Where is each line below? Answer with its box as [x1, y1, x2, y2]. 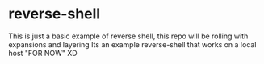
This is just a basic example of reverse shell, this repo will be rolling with [8, 31, 249, 41]
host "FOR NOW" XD [8, 48, 78, 58]
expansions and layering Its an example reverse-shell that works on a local [8, 39, 257, 49]
